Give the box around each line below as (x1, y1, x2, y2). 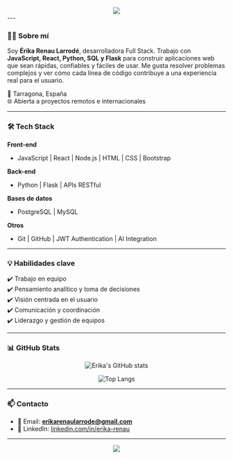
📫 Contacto (7, 399, 49, 409)
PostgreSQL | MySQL (17, 208, 78, 216)
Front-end (7, 140, 37, 149)
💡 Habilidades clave (7, 258, 76, 268)
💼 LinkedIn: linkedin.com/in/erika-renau (17, 425, 130, 433)
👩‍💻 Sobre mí (7, 31, 49, 40)
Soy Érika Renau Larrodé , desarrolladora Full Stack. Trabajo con (7, 47, 191, 55)
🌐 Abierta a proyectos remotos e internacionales (7, 97, 146, 106)
